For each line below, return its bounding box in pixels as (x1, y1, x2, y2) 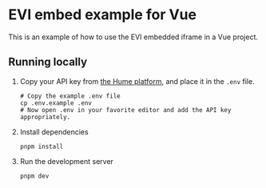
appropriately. (19, 113, 71, 121)
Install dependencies (19, 126, 89, 137)
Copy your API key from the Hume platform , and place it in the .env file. (19, 76, 255, 86)
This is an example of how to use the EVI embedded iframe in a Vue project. (8, 32, 258, 42)
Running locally (8, 55, 88, 69)
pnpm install (19, 142, 64, 150)
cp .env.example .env (19, 98, 92, 107)
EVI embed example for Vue (8, 6, 197, 24)
